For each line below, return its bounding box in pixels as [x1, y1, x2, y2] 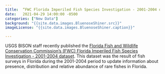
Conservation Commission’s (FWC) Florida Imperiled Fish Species [5, 48, 138, 54]
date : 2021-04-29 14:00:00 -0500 [5, 12, 78, 17]
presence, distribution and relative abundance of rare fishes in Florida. [5, 64, 147, 70]
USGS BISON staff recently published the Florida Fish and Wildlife [5, 43, 138, 49]
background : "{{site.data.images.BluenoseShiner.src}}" [5, 20, 122, 26]
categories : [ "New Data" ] [5, 16, 58, 21]
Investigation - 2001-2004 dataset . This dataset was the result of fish [5, 53, 145, 59]
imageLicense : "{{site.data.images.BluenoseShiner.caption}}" [5, 25, 135, 30]
